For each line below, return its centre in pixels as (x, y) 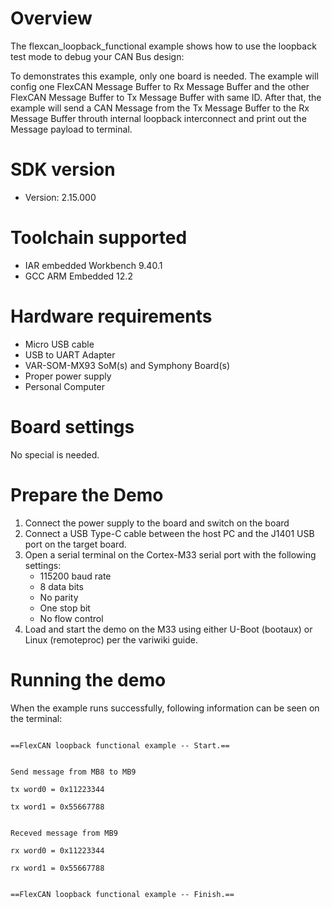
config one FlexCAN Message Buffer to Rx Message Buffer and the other (160, 86)
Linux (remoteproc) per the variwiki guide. (111, 639)
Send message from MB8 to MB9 (73, 772)
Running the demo (88, 679)
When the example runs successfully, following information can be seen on (165, 708)
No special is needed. (55, 454)
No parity (59, 597)
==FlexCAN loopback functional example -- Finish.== (122, 894)
